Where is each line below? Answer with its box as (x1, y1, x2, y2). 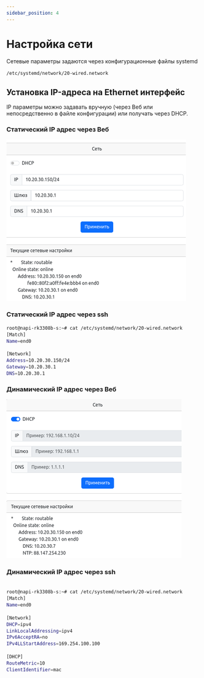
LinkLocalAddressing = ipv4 (6, 628, 73, 634)
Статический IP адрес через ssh (6, 310, 109, 319)
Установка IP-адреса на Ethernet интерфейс (6, 87, 186, 98)
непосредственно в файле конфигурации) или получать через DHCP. (6, 110, 189, 117)
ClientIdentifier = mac (6, 666, 62, 672)
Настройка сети (6, 37, 93, 51)
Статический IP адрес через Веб (6, 125, 109, 134)
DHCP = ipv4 (6, 621, 32, 628)
